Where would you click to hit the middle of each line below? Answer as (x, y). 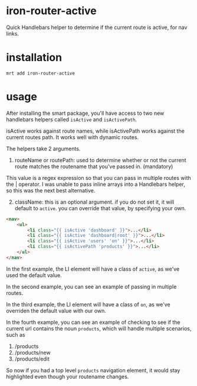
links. (13, 33)
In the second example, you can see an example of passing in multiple (91, 287)
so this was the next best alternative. (51, 190)
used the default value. (34, 275)
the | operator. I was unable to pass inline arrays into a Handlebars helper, (96, 184)
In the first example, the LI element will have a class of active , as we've (93, 269)
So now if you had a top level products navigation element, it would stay (93, 370)
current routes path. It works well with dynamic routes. (73, 137)
